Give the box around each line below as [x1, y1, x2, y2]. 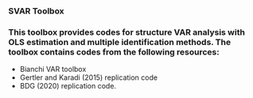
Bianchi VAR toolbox [19, 65, 87, 74]
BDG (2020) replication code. [19, 81, 117, 91]
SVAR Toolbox [8, 6, 65, 17]
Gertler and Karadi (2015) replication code [19, 73, 158, 82]
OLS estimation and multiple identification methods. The [8, 36, 232, 47]
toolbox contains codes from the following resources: [8, 46, 220, 57]
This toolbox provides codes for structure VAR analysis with [8, 26, 245, 37]
